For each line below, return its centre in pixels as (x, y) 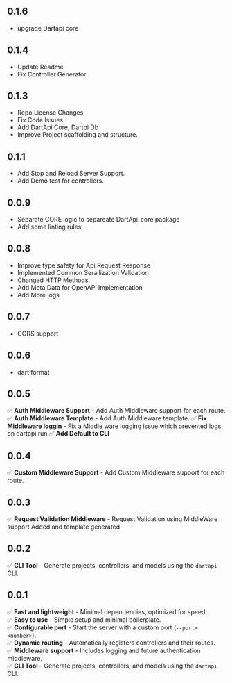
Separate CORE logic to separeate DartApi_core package (98, 220)
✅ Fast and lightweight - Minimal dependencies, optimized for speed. (107, 611)
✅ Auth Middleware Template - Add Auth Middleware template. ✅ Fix (107, 418)
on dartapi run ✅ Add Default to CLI (58, 434)
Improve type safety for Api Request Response (84, 265)
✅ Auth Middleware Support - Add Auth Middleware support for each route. (116, 411)
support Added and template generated (64, 527)
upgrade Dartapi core (48, 28)
